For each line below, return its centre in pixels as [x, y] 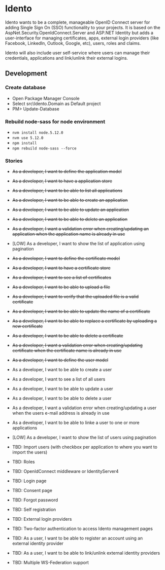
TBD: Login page [29, 481]
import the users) [30, 452]
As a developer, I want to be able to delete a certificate [68, 336]
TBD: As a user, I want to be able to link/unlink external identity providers [86, 553]
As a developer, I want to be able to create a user [62, 370]
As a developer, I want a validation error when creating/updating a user [84, 408]
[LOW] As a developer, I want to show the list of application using [79, 244]
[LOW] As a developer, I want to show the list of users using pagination [84, 437]
